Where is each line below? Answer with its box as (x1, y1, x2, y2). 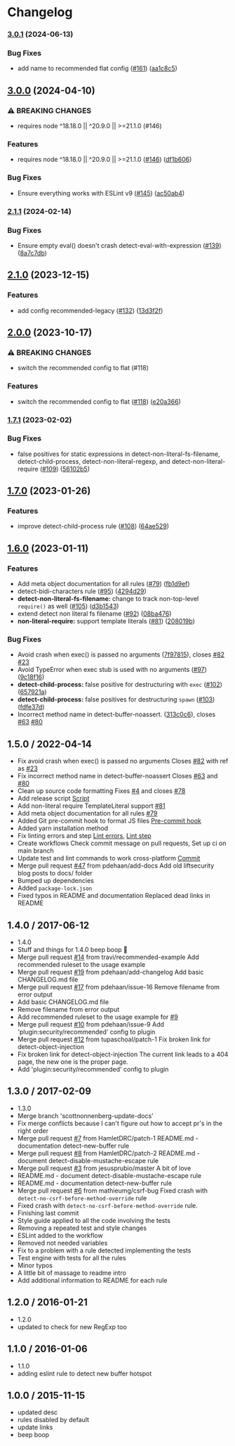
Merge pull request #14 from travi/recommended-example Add (17, 953, 199, 961)
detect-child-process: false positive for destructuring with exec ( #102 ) (17, 680, 223, 689)
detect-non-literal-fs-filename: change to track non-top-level (17, 595, 199, 603)
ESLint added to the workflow (17, 1231, 103, 1239)
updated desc (17, 1408, 58, 1416)
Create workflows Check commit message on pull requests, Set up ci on (17, 839, 227, 848)
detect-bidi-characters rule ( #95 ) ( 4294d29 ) (17, 587, 147, 595)
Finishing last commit (17, 1208, 79, 1217)
